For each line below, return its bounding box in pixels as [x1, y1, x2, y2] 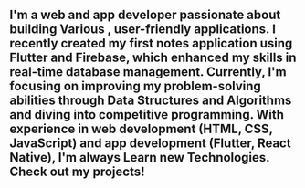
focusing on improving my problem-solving [9, 78, 262, 94]
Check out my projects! [9, 164, 145, 180]
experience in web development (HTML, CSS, [9, 121, 273, 137]
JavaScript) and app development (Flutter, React [9, 136, 291, 151]
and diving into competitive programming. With [9, 107, 285, 122]
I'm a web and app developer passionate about [9, 7, 281, 23]
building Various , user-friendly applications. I [9, 22, 277, 37]
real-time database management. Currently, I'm [9, 64, 287, 80]
